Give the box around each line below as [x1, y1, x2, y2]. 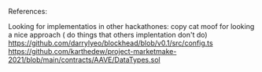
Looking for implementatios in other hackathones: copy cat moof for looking [8, 22, 255, 31]
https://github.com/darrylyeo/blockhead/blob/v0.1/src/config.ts [8, 38, 214, 48]
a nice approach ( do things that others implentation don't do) [8, 31, 208, 39]
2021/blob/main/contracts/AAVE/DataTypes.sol [8, 55, 161, 64]
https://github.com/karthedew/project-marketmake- [8, 47, 177, 56]
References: [8, 7, 47, 16]
